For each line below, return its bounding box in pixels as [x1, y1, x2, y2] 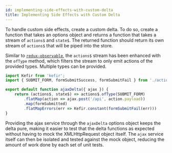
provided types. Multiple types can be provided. [5, 63, 106, 69]
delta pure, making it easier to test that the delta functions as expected [5, 125, 155, 132]
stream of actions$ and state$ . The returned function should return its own [5, 37, 164, 43]
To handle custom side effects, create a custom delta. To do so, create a [5, 26, 158, 32]
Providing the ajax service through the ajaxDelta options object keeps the [5, 120, 161, 126]
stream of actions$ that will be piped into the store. [5, 42, 113, 48]
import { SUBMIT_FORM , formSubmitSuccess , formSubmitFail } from [5, 78, 147, 83]
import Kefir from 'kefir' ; [5, 73, 66, 78]
